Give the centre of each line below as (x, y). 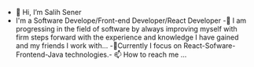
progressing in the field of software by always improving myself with (126, 29)
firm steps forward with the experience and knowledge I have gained (127, 37)
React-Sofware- (210, 46)
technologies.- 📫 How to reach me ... (126, 54)
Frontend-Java (39, 54)
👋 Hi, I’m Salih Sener (48, 12)
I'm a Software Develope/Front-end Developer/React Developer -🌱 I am (131, 20)
